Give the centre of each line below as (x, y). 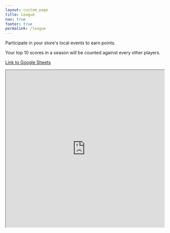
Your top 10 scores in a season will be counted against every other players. (83, 53)
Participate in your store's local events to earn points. (60, 43)
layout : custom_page (27, 10)
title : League (20, 15)
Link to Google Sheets (28, 62)
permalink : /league (26, 29)
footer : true (19, 24)
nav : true (16, 19)
